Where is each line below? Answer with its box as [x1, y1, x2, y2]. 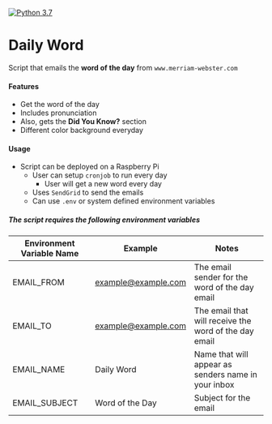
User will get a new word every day [44, 179, 162, 189]
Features [8, 81, 39, 91]
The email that [193, 305, 249, 316]
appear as [193, 359, 232, 370]
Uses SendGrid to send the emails [32, 187, 144, 198]
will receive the [193, 315, 252, 327]
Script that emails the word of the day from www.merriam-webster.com [8, 62, 238, 72]
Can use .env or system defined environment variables [32, 196, 215, 206]
